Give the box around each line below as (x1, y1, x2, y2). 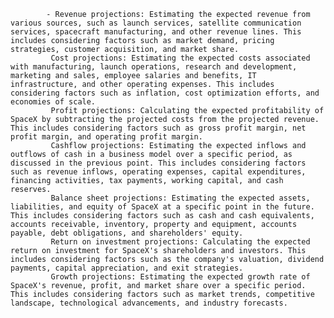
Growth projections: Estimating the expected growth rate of (50, 272, 311, 282)
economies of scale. (10, 97, 97, 107)
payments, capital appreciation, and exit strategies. (10, 263, 244, 273)
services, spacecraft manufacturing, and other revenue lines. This (10, 27, 302, 37)
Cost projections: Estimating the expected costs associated (50, 53, 311, 63)
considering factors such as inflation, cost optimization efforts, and (10, 88, 320, 98)
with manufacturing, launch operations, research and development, (10, 62, 298, 72)
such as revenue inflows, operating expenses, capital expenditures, (10, 167, 307, 177)
